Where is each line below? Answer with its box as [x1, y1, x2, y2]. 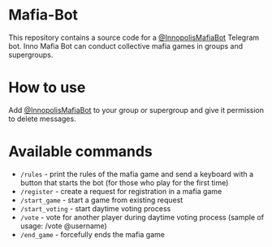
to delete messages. [8, 114, 76, 123]
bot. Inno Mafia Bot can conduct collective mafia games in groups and [8, 41, 244, 50]
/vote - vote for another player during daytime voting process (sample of [19, 212, 265, 222]
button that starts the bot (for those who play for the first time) [19, 177, 229, 188]
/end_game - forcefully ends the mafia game [19, 229, 165, 239]
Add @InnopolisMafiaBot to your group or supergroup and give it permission [8, 105, 264, 115]
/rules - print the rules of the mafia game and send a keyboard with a [19, 169, 254, 179]
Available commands [8, 142, 153, 161]
